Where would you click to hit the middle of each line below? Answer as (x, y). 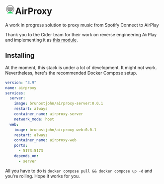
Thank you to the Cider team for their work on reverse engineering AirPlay (81, 34)
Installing (20, 55)
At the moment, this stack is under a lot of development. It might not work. (81, 67)
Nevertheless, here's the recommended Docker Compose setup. (71, 73)
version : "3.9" (21, 83)
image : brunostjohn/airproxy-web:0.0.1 (55, 130)
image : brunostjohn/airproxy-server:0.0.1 (59, 103)
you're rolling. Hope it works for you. (43, 176)
